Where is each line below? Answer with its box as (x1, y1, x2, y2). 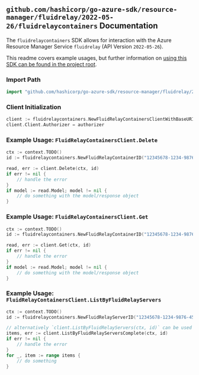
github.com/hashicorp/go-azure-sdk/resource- (6, 5, 178, 14)
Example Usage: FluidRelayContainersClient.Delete (6, 136, 158, 144)
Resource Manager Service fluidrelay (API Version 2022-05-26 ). (6, 43, 164, 50)
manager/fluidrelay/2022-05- (6, 13, 114, 22)
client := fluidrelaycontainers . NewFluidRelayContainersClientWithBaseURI (6, 116, 195, 123)
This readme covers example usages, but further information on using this (6, 54, 187, 62)
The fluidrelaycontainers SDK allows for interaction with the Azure (6, 36, 172, 44)
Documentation (99, 21, 158, 31)
